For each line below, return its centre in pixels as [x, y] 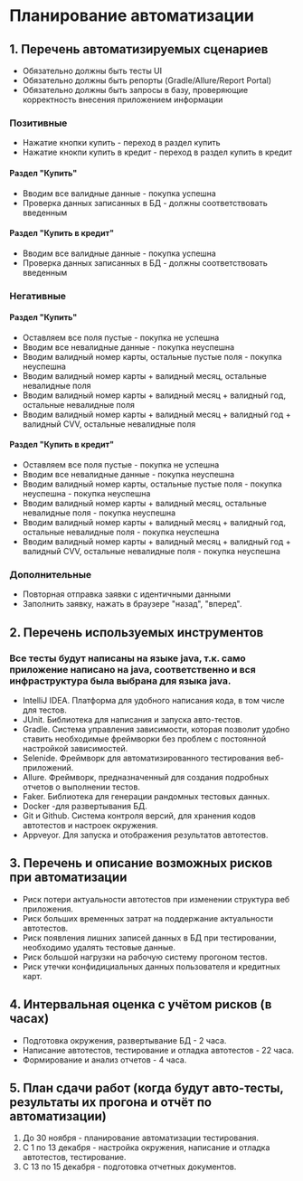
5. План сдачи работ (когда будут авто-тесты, [147, 1088]
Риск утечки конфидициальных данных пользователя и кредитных [151, 966]
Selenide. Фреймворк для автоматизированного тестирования [143, 758]
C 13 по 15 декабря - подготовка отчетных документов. [129, 1167]
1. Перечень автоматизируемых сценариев [139, 49]
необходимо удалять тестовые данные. [99, 947]
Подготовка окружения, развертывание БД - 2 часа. [124, 1040]
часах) [29, 1019]
